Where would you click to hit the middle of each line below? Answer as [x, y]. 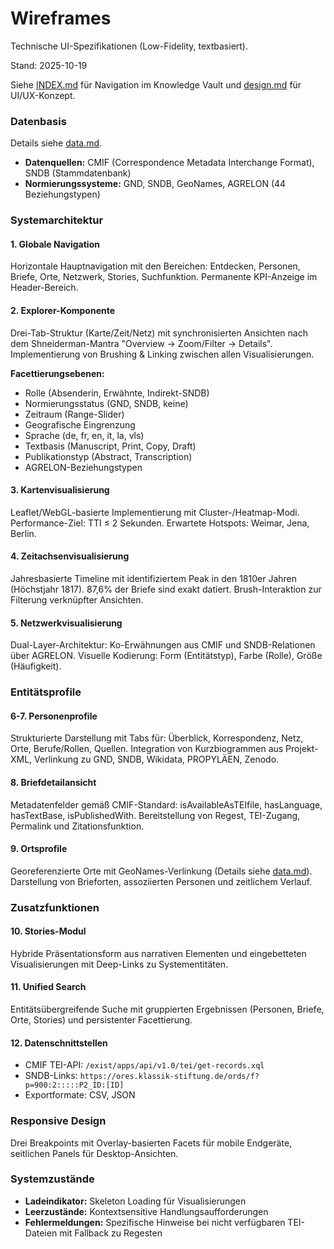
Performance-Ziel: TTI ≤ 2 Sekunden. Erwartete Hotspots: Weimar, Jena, [160, 523]
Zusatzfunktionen [55, 907]
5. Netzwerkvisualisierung [66, 623]
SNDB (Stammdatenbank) [78, 173]
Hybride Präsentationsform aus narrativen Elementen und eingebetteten [158, 953]
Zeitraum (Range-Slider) [74, 414]
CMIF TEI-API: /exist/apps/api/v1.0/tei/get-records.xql [144, 1065]
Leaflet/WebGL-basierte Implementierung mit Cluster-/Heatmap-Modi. [155, 512]
